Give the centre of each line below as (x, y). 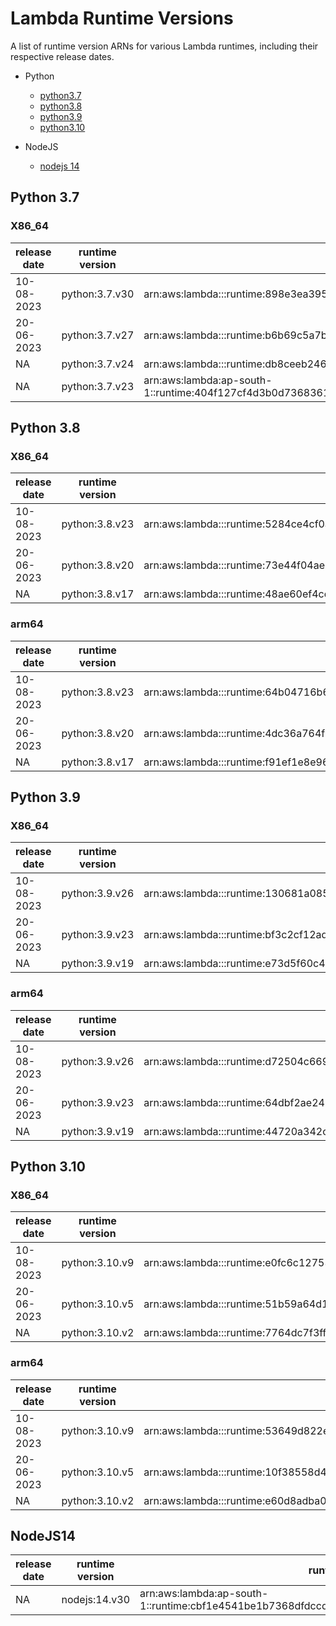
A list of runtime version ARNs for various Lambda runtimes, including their (164, 46)
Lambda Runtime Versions (122, 18)
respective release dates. (62, 56)
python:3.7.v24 (98, 364)
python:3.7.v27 (98, 335)
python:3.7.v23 (98, 386)
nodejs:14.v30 (96, 1600)
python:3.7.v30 (98, 294)
